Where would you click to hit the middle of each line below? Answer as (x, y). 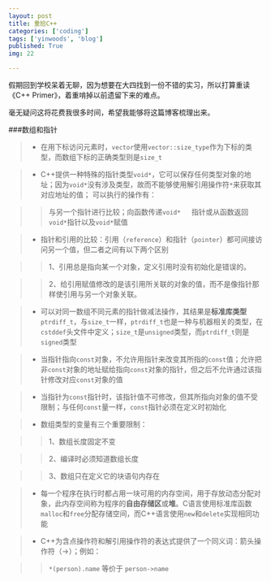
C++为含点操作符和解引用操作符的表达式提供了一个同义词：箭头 (147, 541)
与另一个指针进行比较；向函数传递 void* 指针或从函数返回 (148, 212)
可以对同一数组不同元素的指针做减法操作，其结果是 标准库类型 (144, 311)
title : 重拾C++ (33, 24)
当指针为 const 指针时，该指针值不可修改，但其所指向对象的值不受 (149, 397)
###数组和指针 (33, 130)
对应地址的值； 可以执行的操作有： (98, 195)
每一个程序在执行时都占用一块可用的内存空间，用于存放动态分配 (147, 493)
